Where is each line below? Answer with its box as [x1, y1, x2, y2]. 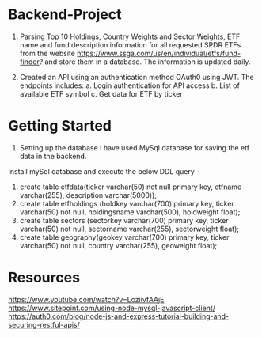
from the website [19, 48, 75, 58]
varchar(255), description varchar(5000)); [19, 190, 157, 199]
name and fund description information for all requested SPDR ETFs [19, 40, 241, 49]
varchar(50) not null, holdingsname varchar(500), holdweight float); [19, 207, 241, 217]
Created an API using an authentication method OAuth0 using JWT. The [19, 72, 255, 81]
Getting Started [8, 117, 112, 135]
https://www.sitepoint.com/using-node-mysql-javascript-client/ [8, 303, 216, 312]
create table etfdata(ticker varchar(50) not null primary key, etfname [19, 182, 242, 191]
